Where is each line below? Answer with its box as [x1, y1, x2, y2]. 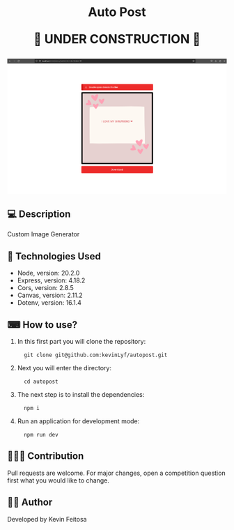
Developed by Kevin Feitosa [7, 515, 87, 523]
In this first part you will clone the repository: [17, 338, 146, 346]
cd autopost [24, 378, 58, 386]
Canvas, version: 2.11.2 [17, 291, 83, 300]
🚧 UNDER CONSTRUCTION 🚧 [33, 31, 201, 47]
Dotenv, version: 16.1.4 [17, 298, 82, 307]
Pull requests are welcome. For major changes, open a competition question [7, 469, 226, 477]
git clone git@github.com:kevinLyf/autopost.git [24, 351, 168, 359]
